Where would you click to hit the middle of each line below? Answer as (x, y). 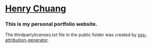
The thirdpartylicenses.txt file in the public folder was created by (71, 35)
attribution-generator (26, 40)
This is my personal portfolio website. (51, 24)
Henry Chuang (36, 9)
